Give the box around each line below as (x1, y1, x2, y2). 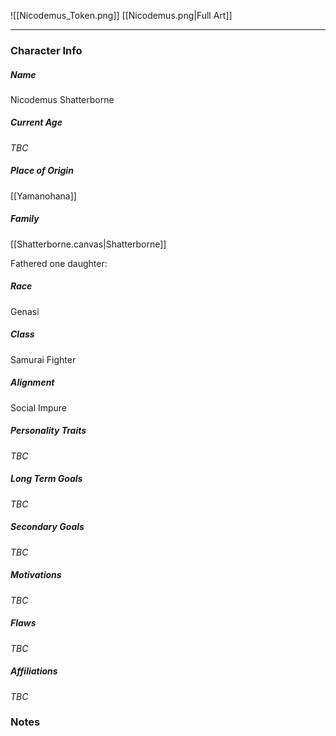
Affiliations (10, 665, 58, 677)
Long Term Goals (10, 473, 83, 485)
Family (10, 213, 40, 225)
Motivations (10, 569, 62, 581)
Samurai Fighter (10, 353, 77, 365)
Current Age (10, 116, 63, 129)
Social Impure (10, 401, 68, 414)
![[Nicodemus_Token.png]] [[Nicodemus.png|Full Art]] (10, 10, 233, 21)
